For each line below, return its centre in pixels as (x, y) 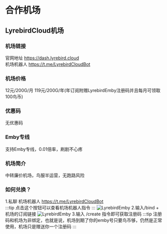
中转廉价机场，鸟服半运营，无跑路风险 (45, 175)
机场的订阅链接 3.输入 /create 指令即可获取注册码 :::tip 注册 (83, 214)
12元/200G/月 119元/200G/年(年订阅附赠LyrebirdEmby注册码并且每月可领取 (83, 91)
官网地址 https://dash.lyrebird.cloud (42, 58)
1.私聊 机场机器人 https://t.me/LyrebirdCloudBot (54, 201)
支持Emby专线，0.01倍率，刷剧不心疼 (44, 149)
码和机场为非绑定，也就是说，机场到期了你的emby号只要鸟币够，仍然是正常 (84, 220)
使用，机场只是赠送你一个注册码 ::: (41, 226)
